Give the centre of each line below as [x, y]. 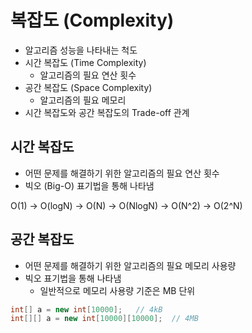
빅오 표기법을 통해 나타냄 [73, 278]
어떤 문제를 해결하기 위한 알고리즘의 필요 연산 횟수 [122, 173]
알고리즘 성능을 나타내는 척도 [81, 50]
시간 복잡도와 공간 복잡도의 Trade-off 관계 [107, 112]
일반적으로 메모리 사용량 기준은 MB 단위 [117, 290]
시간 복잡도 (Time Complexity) [85, 62]
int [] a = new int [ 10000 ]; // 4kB [86, 309]
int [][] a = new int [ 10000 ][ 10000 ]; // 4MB [104, 319]
